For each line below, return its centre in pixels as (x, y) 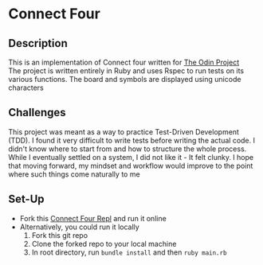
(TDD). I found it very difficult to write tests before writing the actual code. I (131, 140)
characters (26, 88)
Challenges (37, 113)
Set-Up (27, 199)
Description (38, 43)
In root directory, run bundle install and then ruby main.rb (129, 252)
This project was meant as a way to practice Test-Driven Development (124, 131)
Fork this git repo (60, 235)
